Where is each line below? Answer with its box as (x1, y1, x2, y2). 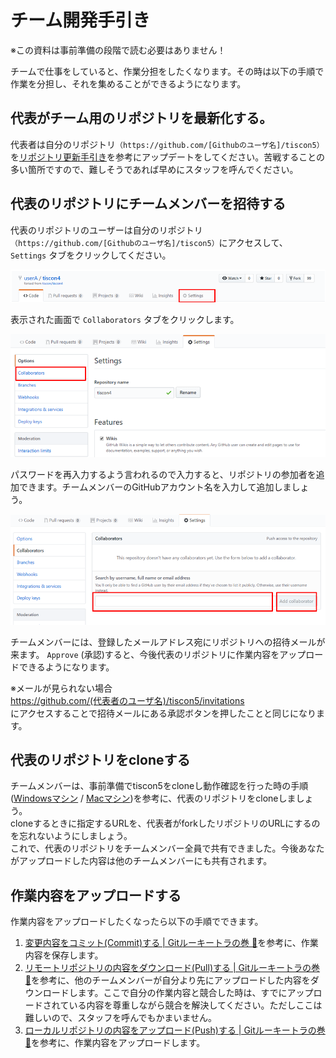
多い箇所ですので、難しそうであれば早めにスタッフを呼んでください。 (10, 163, 299, 175)
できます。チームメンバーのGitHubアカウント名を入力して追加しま (18, 481, 292, 493)
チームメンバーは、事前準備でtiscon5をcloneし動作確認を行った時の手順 (10, 780, 309, 792)
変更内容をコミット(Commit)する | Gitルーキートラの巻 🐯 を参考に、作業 (24, 937, 319, 949)
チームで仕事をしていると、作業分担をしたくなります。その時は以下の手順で (10, 65, 325, 77)
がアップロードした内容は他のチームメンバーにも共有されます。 (10, 855, 273, 867)
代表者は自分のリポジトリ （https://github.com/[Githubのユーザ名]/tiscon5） (10, 138, 325, 150)
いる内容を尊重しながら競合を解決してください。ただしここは (68, 999, 323, 1011)
